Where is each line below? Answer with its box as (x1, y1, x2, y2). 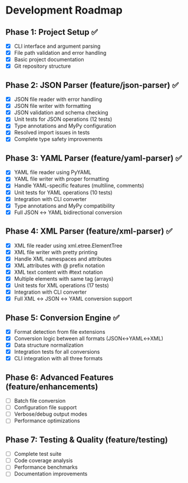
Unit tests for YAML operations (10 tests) (14, 189, 113, 196)
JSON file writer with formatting (14, 103, 91, 110)
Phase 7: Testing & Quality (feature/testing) (5, 435, 169, 445)
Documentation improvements (14, 470, 88, 478)
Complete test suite (14, 451, 62, 458)
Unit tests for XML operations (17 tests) (14, 281, 110, 289)
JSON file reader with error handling (14, 96, 103, 103)
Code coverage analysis (14, 457, 73, 464)
